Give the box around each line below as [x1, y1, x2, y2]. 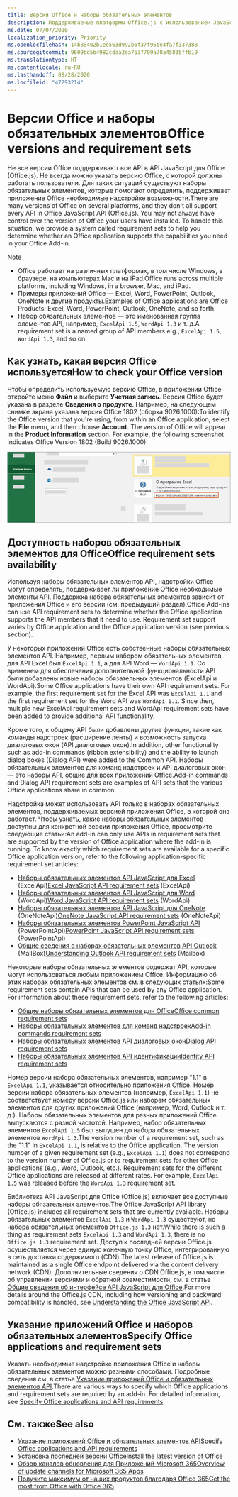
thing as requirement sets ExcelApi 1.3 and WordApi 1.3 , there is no [7, 1230, 205, 1239]
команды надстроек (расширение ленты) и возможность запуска [7, 733, 207, 741]
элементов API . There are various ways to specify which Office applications [7, 1382, 229, 1391]
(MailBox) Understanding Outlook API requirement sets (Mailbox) [17, 949, 205, 958]
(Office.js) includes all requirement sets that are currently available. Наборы [7, 1208, 229, 1216]
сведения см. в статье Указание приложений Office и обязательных [7, 1375, 214, 1383]
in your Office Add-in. [7, 239, 71, 248]
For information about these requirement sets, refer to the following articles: [7, 993, 229, 1002]
